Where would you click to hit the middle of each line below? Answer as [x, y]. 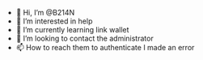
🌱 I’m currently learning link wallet [72, 30]
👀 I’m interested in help [54, 21]
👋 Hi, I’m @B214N [45, 13]
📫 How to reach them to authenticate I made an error [105, 47]
